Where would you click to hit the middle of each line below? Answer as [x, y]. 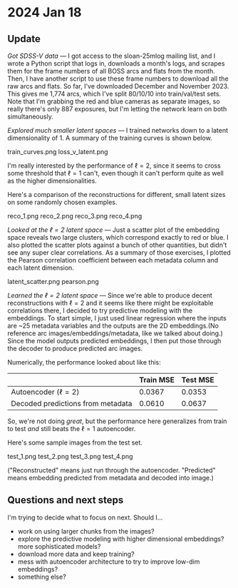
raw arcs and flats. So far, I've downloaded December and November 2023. [118, 86]
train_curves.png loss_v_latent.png [58, 152]
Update [24, 39]
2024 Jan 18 [45, 12]
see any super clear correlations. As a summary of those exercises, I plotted [119, 253]
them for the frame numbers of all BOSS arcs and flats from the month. [111, 71]
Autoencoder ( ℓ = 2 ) [45, 392]
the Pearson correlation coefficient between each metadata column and [113, 260]
